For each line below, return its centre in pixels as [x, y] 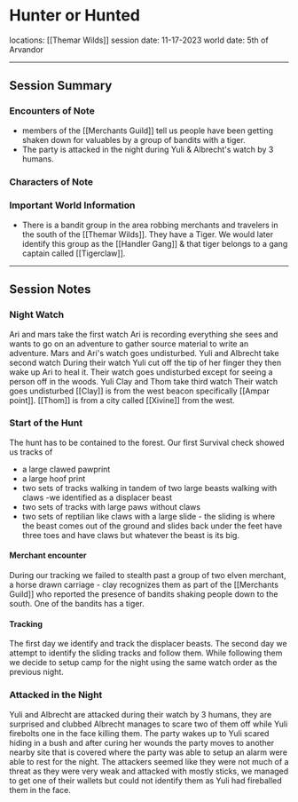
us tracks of [31, 452]
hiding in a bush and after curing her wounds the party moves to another [142, 742]
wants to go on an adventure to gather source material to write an [129, 344]
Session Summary [61, 86]
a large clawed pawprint [66, 469]
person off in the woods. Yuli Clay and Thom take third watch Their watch [144, 381]
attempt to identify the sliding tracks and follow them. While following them [146, 653]
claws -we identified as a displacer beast [97, 497]
